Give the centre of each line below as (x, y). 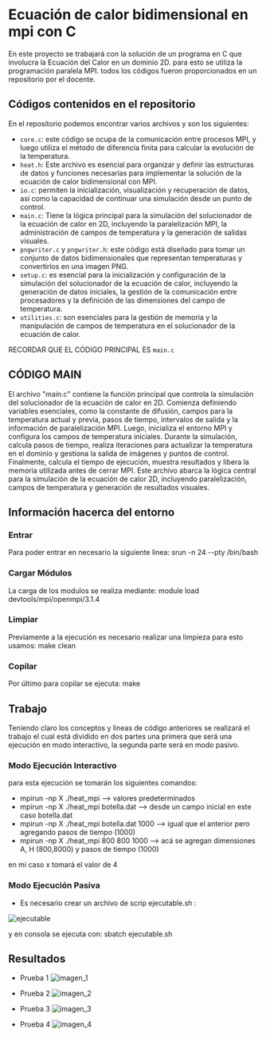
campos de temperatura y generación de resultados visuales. (109, 487)
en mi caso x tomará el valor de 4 (63, 865)
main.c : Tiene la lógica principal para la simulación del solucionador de (136, 215)
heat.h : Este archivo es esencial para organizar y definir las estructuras (137, 164)
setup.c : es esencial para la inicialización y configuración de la (123, 275)
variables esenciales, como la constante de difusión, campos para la (121, 411)
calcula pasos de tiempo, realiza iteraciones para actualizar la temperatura (131, 445)
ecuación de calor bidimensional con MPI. (88, 181)
